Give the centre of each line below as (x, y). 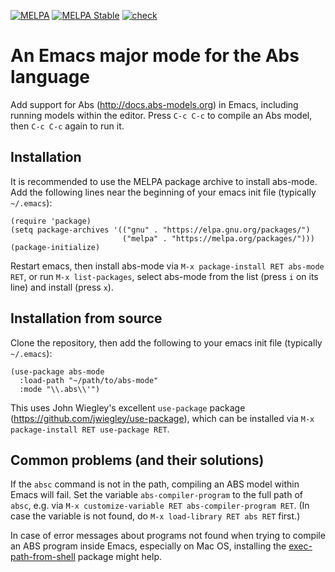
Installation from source (86, 318)
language (50, 77)
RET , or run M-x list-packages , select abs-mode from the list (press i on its (164, 276)
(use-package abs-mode (57, 371)
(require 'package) (51, 221)
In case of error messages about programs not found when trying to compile (168, 536)
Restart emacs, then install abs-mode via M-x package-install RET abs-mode (167, 266)
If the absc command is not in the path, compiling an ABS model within (155, 484)
